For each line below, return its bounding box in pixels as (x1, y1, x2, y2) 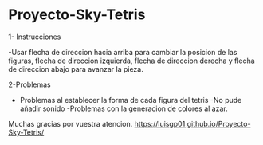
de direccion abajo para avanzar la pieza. (8, 64, 143, 73)
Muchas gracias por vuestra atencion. (8, 119, 133, 128)
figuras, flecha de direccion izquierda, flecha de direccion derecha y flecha (8, 56, 255, 65)
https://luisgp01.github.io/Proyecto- (134, 119, 251, 128)
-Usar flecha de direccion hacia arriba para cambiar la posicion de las (8, 47, 237, 57)
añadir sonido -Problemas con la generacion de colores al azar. (19, 104, 229, 113)
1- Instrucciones (8, 32, 61, 41)
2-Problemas (8, 80, 51, 89)
